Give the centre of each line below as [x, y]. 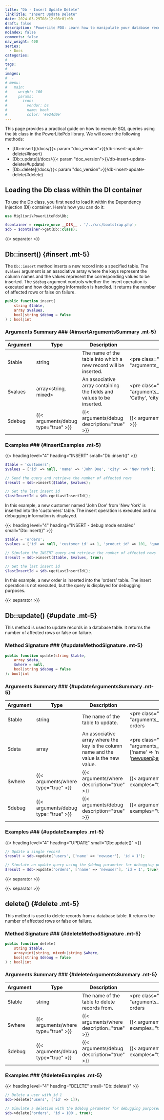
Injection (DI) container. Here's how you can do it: [55, 207]
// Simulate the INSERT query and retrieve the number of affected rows [81, 553]
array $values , [29, 310]
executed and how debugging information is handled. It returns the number [81, 287]
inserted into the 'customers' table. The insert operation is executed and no [81, 510]
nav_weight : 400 [21, 42]
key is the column [102, 746]
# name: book [27, 110]
